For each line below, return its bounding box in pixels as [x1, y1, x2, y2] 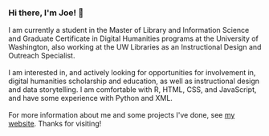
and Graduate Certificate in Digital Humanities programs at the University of [8, 34, 259, 43]
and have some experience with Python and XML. [8, 94, 173, 103]
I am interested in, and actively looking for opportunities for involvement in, [8, 68, 256, 78]
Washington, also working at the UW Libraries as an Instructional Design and [8, 42, 262, 52]
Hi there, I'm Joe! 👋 [8, 7, 84, 18]
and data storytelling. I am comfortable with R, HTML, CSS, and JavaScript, [8, 85, 257, 94]
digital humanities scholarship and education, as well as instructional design [8, 76, 259, 86]
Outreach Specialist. [8, 51, 75, 61]
